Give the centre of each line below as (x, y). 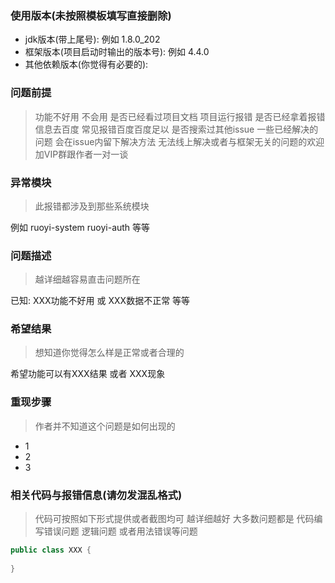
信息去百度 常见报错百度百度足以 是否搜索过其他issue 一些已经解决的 (176, 129)
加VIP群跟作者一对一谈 (81, 154)
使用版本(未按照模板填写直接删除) (91, 15)
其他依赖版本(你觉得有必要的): (86, 64)
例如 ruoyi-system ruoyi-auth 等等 (80, 227)
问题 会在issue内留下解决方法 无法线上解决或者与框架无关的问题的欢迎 (179, 141)
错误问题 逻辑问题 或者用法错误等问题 (120, 531)
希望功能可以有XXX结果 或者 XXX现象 (88, 374)
